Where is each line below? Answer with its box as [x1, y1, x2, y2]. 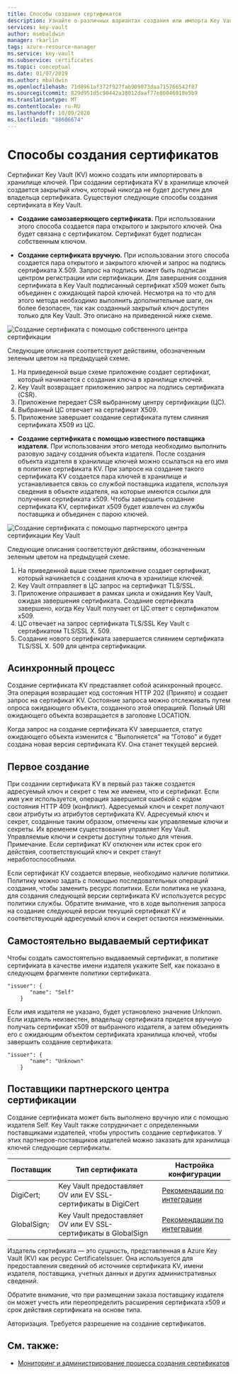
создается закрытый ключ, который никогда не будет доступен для [7, 186, 212, 194]
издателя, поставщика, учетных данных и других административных [7, 1269, 217, 1277]
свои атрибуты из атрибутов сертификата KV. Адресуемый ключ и [7, 810, 210, 818]
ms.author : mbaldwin [7, 76, 69, 84]
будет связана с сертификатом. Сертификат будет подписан [17, 229, 202, 238]
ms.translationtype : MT [7, 97, 78, 104]
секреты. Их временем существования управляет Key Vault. [7, 825, 191, 834]
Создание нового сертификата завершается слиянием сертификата [17, 634, 225, 643]
